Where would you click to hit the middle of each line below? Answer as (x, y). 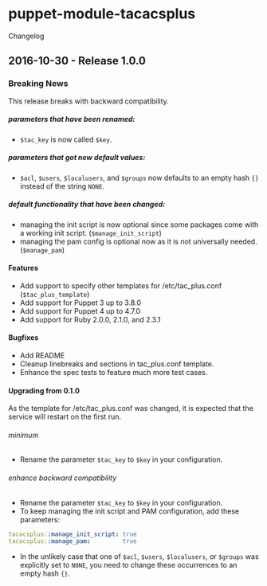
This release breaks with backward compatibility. (88, 101)
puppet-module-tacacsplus (102, 14)
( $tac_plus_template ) (55, 294)
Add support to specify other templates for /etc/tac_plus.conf (121, 285)
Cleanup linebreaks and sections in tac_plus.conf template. (117, 364)
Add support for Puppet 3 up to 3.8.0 (80, 303)
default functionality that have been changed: (87, 205)
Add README (42, 355)
